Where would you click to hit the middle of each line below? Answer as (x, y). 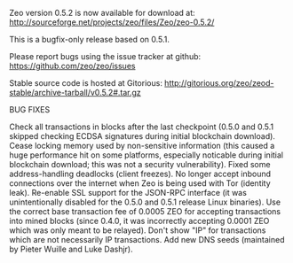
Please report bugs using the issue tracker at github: (105, 56)
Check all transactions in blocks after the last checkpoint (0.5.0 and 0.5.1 (141, 127)
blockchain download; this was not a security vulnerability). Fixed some (140, 164)
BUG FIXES (30, 109)
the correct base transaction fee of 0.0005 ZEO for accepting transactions (145, 211)
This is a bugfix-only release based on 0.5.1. (90, 39)
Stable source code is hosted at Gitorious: (86, 83)
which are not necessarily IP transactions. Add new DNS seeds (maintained (147, 240)
